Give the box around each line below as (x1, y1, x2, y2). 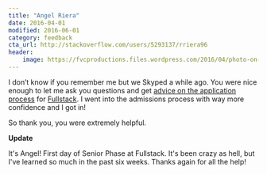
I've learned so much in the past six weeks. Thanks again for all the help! (8, 157, 246, 166)
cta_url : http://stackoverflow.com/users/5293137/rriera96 (8, 41, 208, 49)
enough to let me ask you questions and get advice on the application (8, 85, 237, 95)
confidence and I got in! (8, 102, 86, 112)
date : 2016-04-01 (8, 19, 66, 27)
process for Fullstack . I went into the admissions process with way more (8, 94, 245, 104)
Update (8, 133, 33, 142)
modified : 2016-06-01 (8, 26, 80, 34)
